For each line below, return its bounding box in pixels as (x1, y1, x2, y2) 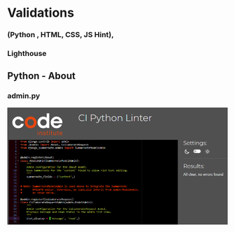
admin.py (7, 91, 41, 101)
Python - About (7, 70, 76, 82)
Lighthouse (7, 49, 47, 59)
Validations (7, 5, 75, 21)
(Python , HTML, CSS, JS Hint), (7, 30, 114, 40)
